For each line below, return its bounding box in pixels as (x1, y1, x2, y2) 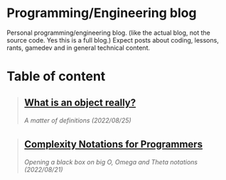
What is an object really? (23, 96, 136, 108)
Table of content (6, 69, 106, 84)
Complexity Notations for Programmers (23, 138, 203, 150)
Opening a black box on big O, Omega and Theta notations (23, 158, 198, 167)
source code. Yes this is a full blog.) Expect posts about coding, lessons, (6, 35, 220, 44)
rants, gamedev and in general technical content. (6, 43, 151, 52)
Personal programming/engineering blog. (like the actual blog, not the (6, 28, 210, 37)
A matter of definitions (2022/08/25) (23, 116, 132, 125)
